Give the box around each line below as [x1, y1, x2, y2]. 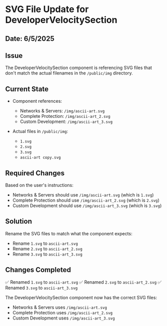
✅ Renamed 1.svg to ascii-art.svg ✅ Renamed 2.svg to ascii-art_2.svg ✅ [5, 279, 162, 285]
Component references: [12, 98, 62, 104]
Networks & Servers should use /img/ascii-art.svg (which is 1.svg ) [12, 192, 154, 198]
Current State [5, 85, 49, 93]
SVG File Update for [5, 4, 89, 15]
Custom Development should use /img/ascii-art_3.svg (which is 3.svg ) [12, 203, 162, 209]
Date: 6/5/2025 [5, 34, 55, 43]
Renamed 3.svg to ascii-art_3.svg [5, 285, 78, 291]
